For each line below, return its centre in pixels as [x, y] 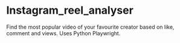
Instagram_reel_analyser [70, 10]
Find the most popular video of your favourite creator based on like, [90, 27]
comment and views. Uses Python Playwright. [63, 33]
